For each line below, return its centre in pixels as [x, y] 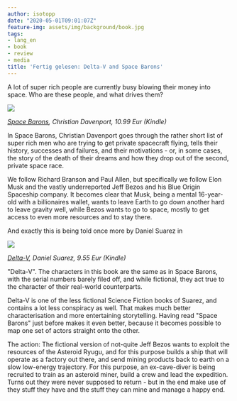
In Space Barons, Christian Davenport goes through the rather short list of [115, 135]
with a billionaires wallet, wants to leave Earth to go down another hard [121, 202]
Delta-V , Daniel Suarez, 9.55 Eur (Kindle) [67, 258]
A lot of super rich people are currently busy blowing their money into [109, 87]
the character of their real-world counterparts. [75, 286]
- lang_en [22, 40]
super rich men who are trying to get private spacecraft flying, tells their [112, 143]
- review [20, 54]
